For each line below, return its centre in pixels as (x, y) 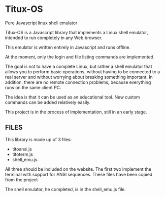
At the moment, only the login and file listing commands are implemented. (80, 57)
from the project (21, 180)
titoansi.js (22, 149)
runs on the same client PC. (33, 87)
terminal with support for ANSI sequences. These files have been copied (79, 174)
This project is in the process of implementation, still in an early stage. (76, 112)
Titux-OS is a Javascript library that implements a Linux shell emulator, (77, 32)
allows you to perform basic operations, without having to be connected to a (82, 72)
